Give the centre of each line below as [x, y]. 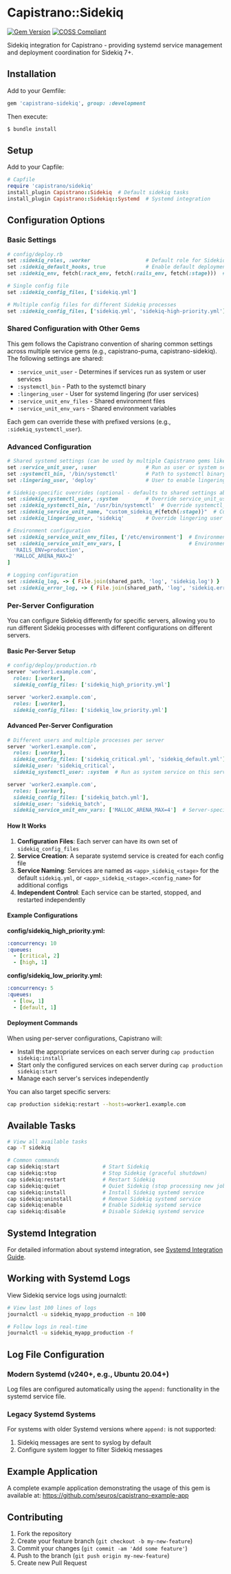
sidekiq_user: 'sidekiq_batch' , [60, 804]
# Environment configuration [49, 531]
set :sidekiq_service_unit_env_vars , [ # [100, 543]
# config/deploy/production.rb [52, 666]
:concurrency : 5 [30, 988]
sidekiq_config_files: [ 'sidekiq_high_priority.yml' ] [92, 684]
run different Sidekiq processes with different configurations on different [110, 628]
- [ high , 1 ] [31, 963]
